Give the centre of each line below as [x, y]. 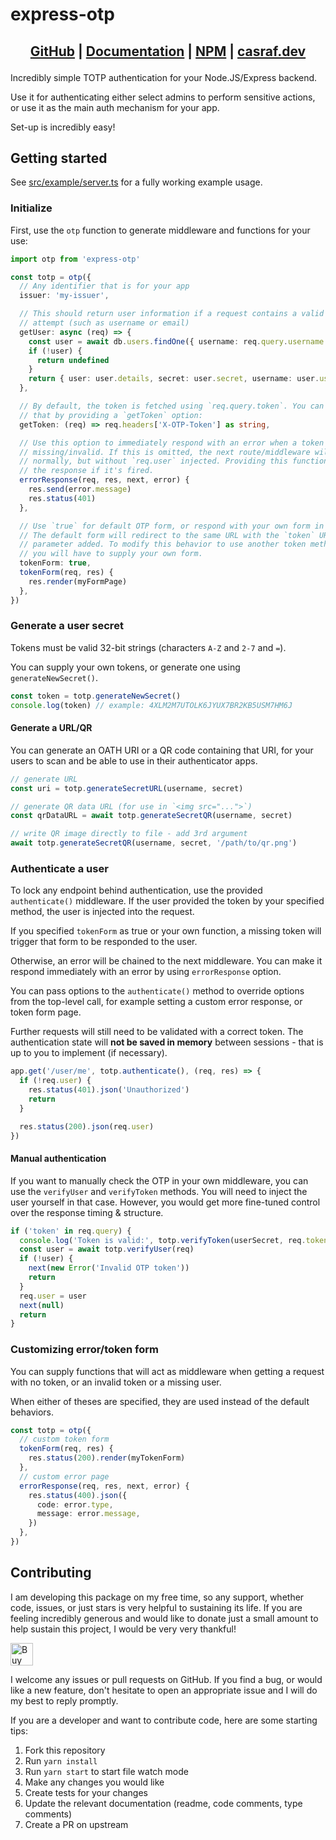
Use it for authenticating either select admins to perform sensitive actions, [163, 97]
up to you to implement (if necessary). [89, 1053]
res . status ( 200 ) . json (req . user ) [87, 1126]
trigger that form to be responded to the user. [104, 942]
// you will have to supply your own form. [111, 554]
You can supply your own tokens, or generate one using [125, 667]
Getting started [59, 158]
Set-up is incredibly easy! [63, 127]
